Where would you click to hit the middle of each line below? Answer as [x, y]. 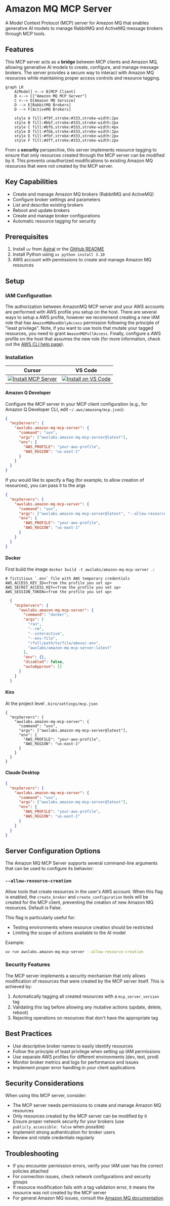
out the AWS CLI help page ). [35, 344]
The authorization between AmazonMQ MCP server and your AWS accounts [85, 306]
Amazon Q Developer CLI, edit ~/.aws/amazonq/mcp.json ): [65, 409]
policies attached [31, 1171]
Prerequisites [27, 237]
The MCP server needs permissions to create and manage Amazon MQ [87, 1105]
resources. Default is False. [34, 908]
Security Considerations [45, 1083]
